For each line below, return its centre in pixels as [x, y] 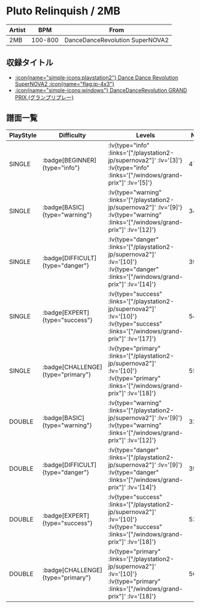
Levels [146, 135]
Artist [17, 30]
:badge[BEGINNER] [70, 160]
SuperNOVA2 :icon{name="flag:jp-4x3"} [65, 84]
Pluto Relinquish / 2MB [63, 11]
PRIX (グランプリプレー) [44, 97]
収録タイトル [30, 63]
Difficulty [72, 135]
